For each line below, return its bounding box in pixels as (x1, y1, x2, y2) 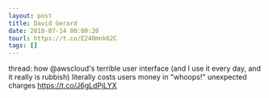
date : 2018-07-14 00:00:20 (8, 27, 99, 35)
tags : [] (8, 42, 38, 50)
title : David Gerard (8, 19, 78, 27)
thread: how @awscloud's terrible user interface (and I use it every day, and (8, 63, 261, 73)
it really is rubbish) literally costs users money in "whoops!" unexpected (8, 72, 248, 82)
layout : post (8, 11, 53, 20)
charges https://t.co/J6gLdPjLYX (8, 81, 117, 91)
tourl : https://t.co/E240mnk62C (8, 34, 117, 43)
